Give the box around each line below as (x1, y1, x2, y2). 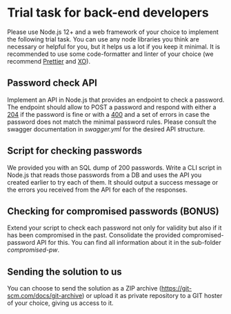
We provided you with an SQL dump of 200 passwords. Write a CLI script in (7, 163, 222, 172)
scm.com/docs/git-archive (7, 292, 83, 300)
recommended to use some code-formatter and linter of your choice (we (7, 50, 214, 58)
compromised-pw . (7, 246, 60, 254)
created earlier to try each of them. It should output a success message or (7, 178, 219, 186)
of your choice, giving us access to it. (7, 299, 114, 307)
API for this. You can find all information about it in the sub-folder (37, 239, 222, 247)
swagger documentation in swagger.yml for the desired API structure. (7, 124, 205, 133)
